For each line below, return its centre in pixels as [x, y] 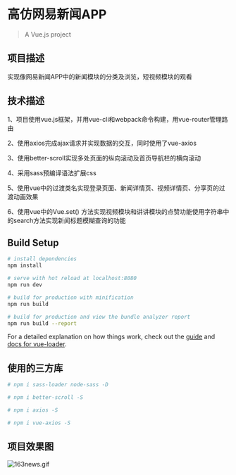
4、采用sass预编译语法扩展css [52, 172]
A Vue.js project [48, 34]
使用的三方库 [35, 368]
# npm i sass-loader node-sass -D [58, 385]
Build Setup [33, 242]
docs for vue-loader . [37, 344]
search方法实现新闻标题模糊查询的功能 [69, 220]
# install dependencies [42, 259]
